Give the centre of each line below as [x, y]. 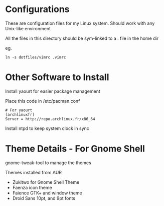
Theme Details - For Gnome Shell [75, 149]
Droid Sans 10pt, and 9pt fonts [44, 198]
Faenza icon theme [32, 187]
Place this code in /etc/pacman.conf [43, 101]
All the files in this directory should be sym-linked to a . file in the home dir [82, 38]
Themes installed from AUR [33, 172]
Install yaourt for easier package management [53, 91]
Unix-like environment [28, 28]
